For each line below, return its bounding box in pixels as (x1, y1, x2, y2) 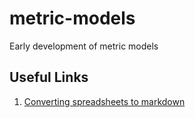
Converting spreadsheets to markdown (23, 95, 186, 107)
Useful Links (9, 69, 89, 86)
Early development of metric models (9, 40, 159, 52)
